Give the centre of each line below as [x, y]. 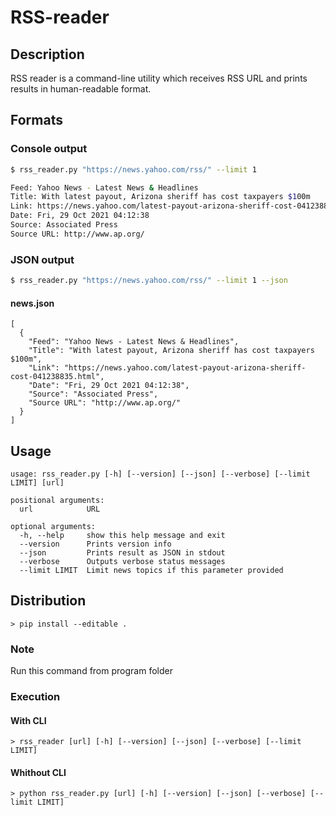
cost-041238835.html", [57, 377]
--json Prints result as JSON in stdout [122, 553]
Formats [36, 120]
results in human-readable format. [81, 89]
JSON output [42, 259]
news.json [32, 303]
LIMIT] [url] [37, 483]
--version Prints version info [95, 544]
